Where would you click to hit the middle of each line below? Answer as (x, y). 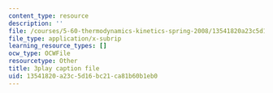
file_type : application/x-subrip (65, 38)
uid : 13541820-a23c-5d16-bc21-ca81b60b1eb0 (83, 76)
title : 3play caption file (54, 69)
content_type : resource (49, 16)
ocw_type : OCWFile (39, 53)
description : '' (36, 23)
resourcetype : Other (43, 61)
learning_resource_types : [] (58, 46)
